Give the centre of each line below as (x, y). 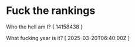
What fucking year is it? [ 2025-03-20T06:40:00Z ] (68, 38)
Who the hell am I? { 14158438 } (45, 27)
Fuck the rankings (51, 11)
